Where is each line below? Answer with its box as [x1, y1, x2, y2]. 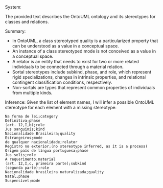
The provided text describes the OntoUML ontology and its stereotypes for [5, 14, 156, 19]
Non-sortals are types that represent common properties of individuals [12, 85, 155, 90]
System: [5, 4, 22, 10]
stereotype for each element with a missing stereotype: [5, 105, 116, 110]
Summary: [5, 28, 26, 34]
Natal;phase [5, 174, 29, 179]
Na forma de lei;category [5, 114, 58, 119]
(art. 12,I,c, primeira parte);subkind [5, 161, 87, 166]
